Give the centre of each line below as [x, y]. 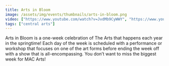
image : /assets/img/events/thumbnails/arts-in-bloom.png [66, 14]
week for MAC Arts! [26, 59]
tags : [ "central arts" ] [30, 24]
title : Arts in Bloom [28, 10]
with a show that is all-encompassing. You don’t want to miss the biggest [81, 54]
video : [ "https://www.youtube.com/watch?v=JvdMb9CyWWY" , [66, 19]
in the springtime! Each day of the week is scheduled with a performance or [84, 43]
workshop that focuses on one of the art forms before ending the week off [82, 48]
